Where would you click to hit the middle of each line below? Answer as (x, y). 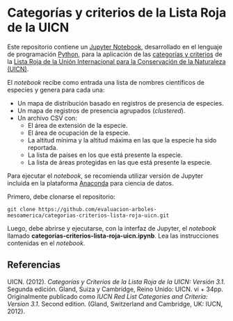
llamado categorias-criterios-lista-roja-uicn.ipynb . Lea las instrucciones (113, 236)
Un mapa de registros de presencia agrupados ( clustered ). (101, 110)
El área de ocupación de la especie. (79, 133)
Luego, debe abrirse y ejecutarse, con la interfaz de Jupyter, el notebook (112, 228)
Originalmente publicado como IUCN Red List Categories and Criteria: (107, 296)
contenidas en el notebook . (46, 243)
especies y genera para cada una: (56, 90)
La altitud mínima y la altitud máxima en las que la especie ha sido (122, 140)
